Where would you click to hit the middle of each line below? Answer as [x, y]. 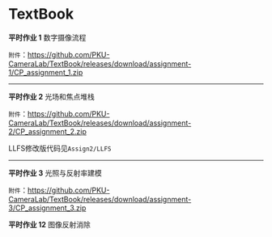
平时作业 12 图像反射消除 [50, 224]
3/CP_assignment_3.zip [47, 208]
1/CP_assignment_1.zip [46, 72]
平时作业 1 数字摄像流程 [47, 37]
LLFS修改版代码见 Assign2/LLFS [60, 148]
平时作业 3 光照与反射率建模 [55, 173]
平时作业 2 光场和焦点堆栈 [52, 96]
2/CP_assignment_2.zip [47, 131]
